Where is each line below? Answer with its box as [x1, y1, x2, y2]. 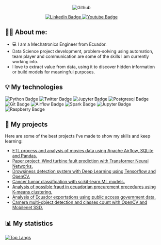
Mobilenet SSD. [12, 205, 43, 210]
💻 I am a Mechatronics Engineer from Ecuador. [12, 41, 107, 47]
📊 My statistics [5, 219, 53, 227]
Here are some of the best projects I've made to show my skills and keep [5, 133, 151, 139]
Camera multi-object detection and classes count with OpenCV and [12, 199, 147, 205]
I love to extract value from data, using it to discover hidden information [12, 64, 155, 70]
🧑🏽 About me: [5, 28, 48, 36]
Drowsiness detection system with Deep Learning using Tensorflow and [12, 168, 156, 175]
